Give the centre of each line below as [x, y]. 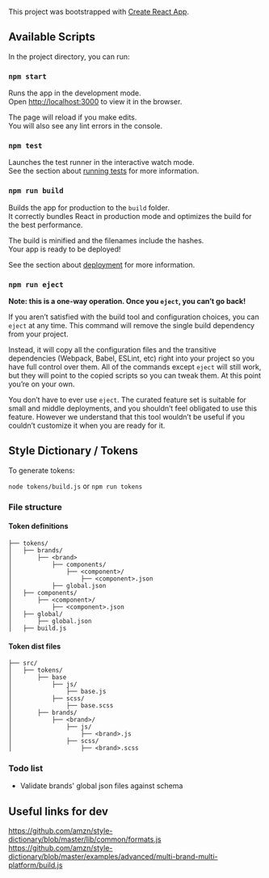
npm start [27, 76]
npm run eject [36, 285]
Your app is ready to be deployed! [65, 249]
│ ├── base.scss [61, 706]
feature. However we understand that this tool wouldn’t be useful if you [126, 417]
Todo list [25, 769]
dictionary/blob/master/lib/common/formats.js [85, 839]
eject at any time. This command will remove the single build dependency [132, 325]
